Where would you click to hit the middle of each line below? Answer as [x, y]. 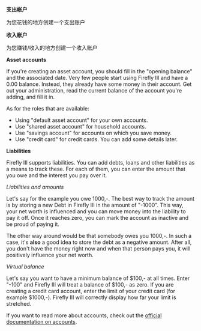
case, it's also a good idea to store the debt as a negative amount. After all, [99, 242]
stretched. [19, 304]
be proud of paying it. [33, 224]
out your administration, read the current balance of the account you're [94, 90]
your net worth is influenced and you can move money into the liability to [96, 211]
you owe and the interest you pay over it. [57, 175]
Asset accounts [26, 60]
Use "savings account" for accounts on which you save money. [93, 133]
